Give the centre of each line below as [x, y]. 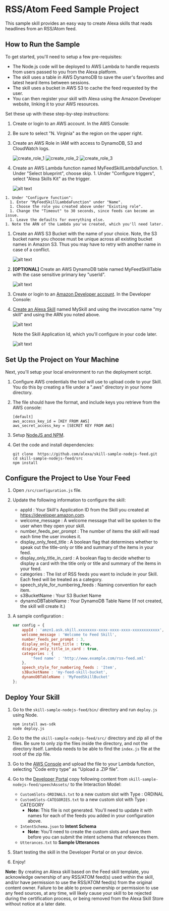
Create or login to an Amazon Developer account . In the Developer [82, 294]
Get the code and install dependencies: [53, 444]
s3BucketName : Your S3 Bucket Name [61, 596]
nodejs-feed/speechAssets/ [41, 785]
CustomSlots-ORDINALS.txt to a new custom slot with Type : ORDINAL [92, 794]
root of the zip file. [32, 754]
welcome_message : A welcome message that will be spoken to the [90, 521]
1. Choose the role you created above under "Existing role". [76, 206]
